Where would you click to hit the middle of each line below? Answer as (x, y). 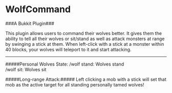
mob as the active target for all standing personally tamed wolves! (75, 84)
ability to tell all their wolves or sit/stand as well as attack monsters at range (85, 39)
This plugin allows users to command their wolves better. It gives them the (84, 33)
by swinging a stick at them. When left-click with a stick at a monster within (85, 44)
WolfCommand (38, 9)
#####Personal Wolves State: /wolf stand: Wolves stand (65, 64)
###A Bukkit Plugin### (30, 23)
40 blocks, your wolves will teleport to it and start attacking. (68, 49)
